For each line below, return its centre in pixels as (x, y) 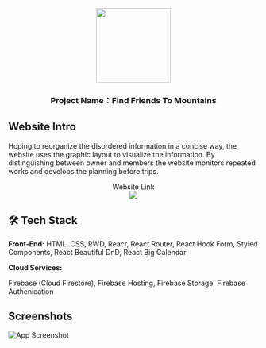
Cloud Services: (35, 267)
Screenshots (40, 316)
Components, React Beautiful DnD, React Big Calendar (97, 252)
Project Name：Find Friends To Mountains (133, 100)
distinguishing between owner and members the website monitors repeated (132, 163)
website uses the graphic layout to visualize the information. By (112, 154)
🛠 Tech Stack (43, 220)
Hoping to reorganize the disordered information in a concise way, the (123, 145)
